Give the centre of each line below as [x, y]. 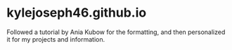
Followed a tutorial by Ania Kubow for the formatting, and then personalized [116, 32]
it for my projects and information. [56, 39]
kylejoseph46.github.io [77, 13]
